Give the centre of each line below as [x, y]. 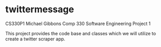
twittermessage [40, 9]
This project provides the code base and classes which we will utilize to [81, 33]
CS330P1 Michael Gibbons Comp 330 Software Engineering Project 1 [78, 24]
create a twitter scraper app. [35, 39]
